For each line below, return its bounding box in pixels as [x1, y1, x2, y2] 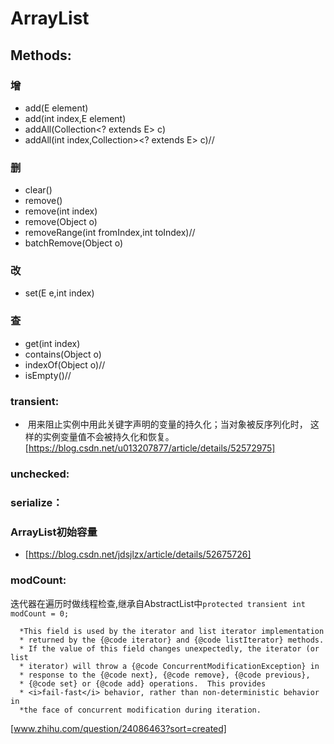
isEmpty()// [24, 369, 72, 381]
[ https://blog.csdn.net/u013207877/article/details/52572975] [24, 442, 276, 454]
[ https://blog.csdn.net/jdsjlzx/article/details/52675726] [24, 548, 252, 561]
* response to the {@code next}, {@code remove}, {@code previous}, [19, 670, 311, 680]
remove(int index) [24, 205, 98, 217]
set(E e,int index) [24, 287, 95, 299]
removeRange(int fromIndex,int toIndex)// [24, 227, 196, 239]
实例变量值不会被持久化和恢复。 [42, 431, 175, 443]
